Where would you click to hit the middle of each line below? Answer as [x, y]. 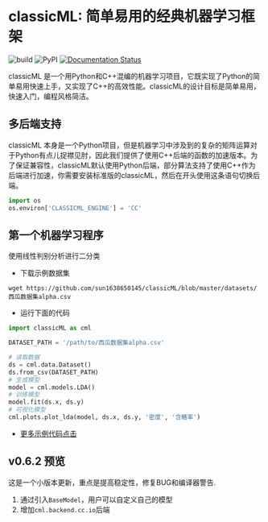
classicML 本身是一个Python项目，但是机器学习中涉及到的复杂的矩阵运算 [130, 145]
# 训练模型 [24, 395]
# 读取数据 [24, 358]
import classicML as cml [50, 328]
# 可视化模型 [27, 410]
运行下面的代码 [45, 313]
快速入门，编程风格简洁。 [51, 96]
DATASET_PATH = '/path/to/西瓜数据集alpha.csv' [87, 343]
